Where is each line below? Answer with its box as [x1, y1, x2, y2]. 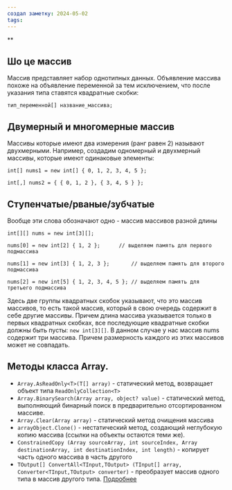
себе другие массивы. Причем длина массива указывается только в [7, 311, 212, 319]
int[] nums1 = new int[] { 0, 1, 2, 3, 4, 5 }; [7, 167, 148, 174]
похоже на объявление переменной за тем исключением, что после [7, 81, 211, 90]
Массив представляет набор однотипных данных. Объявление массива [7, 74, 222, 82]
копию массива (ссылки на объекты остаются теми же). [17, 430, 186, 439]
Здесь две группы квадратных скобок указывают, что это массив [7, 296, 202, 305]
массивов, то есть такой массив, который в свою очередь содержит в [7, 304, 217, 312]
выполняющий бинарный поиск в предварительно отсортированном [17, 401, 222, 409]
